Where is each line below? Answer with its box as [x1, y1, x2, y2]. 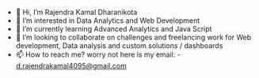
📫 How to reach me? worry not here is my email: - [15, 50, 181, 59]
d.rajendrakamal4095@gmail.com [15, 61, 127, 70]
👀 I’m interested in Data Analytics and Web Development [15, 16, 200, 25]
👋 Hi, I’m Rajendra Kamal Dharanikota [15, 8, 138, 17]
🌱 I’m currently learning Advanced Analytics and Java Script [15, 24, 212, 33]
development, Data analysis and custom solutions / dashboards [15, 41, 223, 50]
